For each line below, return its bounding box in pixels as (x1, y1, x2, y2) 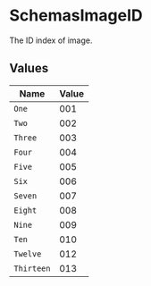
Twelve (13, 248, 42, 259)
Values (9, 61, 49, 76)
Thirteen (13, 263, 51, 273)
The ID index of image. (9, 35, 93, 46)
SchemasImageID (9, 5, 143, 26)
